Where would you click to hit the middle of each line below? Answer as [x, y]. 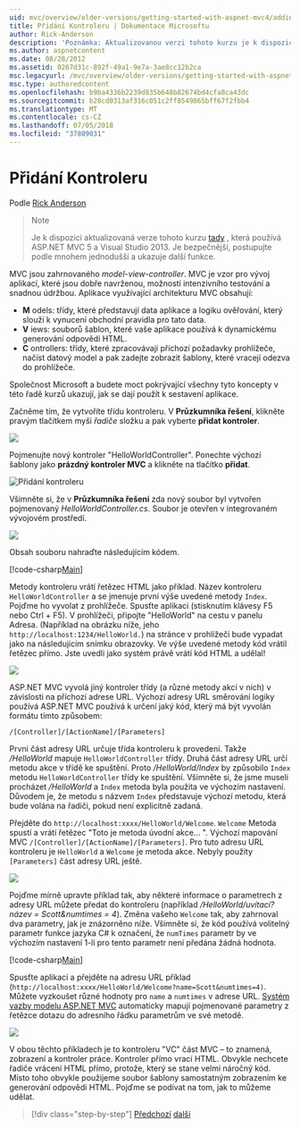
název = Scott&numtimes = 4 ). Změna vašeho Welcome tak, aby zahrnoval [144, 913]
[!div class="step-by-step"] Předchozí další [111, 1114]
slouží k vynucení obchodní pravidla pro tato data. [114, 319]
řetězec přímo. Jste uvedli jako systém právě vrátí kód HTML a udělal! [137, 652]
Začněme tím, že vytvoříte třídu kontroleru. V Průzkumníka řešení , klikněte [147, 411]
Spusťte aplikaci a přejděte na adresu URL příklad [100, 977]
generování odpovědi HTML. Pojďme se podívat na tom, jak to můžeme [140, 1087]
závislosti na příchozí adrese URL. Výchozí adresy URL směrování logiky [142, 696]
